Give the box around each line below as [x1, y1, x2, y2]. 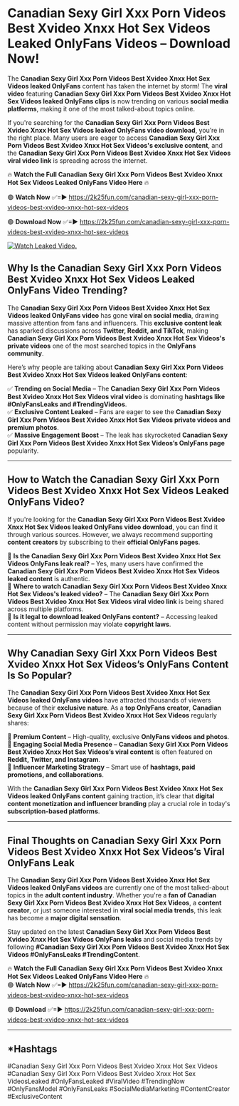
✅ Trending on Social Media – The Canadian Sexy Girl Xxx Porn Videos [7, 384, 221, 393]
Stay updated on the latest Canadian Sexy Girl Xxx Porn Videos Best [7, 927, 211, 936]
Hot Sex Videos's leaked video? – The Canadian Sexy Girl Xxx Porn [7, 589, 209, 598]
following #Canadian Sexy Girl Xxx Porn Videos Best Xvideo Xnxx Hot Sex [7, 942, 230, 951]
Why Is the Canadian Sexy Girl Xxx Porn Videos [7, 262, 222, 274]
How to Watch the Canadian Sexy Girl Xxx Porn [7, 473, 221, 486]
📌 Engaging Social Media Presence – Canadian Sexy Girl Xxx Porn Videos [7, 740, 229, 749]
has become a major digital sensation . [7, 914, 122, 922]
